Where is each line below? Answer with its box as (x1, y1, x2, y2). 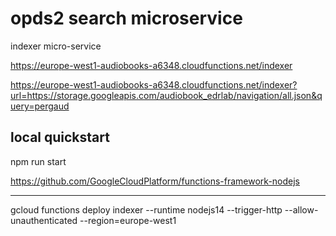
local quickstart (10, 129, 110, 146)
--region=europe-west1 (79, 214, 177, 226)
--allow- (284, 203, 319, 216)
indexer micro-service (10, 40, 102, 52)
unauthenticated (10, 214, 78, 226)
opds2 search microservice (10, 7, 243, 30)
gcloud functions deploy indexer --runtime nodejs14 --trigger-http (10, 203, 283, 216)
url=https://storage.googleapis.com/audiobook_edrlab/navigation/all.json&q (10, 89, 323, 101)
